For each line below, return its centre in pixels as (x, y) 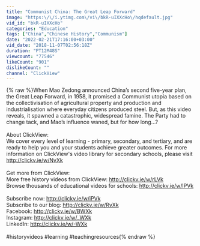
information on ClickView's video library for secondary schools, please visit (100, 154)
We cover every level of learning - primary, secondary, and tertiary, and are (99, 141)
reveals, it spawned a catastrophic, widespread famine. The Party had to (96, 116)
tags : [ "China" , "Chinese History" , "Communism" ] (67, 34)
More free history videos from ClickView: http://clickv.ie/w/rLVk (85, 179)
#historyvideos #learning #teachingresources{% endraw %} (81, 237)
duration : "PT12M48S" (33, 51)
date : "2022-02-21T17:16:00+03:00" (51, 40)
